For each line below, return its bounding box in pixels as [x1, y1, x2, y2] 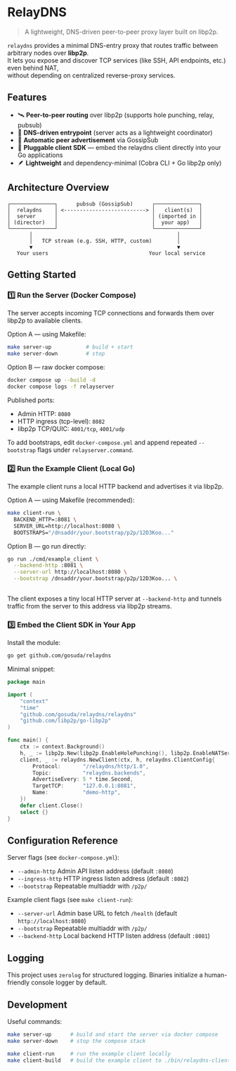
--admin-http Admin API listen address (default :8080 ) [17, 867, 173, 875]
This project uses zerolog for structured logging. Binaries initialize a [7, 971, 204, 979]
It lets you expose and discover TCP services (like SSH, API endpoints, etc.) [7, 56, 226, 64]
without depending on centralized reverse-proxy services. [7, 71, 176, 80]
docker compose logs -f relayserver [7, 383, 114, 390]
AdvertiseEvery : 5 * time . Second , [32, 776, 133, 783]
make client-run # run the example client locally [7, 1050, 171, 1057]
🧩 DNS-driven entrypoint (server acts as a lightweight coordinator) [17, 128, 213, 137]
